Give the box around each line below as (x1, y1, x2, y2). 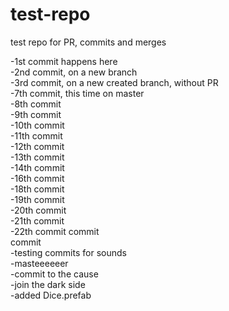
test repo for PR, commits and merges (10, 36, 167, 48)
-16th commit (10, 172, 65, 184)
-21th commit (10, 214, 65, 227)
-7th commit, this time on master (10, 87, 145, 99)
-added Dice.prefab (10, 289, 92, 301)
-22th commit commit (10, 225, 100, 237)
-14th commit (10, 161, 65, 173)
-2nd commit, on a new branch (10, 66, 138, 78)
